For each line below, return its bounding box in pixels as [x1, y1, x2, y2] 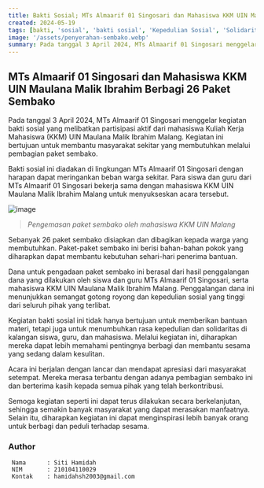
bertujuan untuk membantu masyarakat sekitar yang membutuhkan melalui [8, 140, 251, 150]
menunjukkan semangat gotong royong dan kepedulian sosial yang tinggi [8, 292, 245, 301]
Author [8, 441, 36, 452]
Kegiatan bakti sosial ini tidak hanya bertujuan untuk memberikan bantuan [8, 316, 247, 325]
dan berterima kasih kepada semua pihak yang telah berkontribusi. [8, 381, 224, 390]
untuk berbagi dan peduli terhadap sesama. [8, 421, 149, 431]
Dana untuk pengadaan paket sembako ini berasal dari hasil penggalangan [8, 267, 250, 276]
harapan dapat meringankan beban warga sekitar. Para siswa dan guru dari [8, 172, 251, 182]
